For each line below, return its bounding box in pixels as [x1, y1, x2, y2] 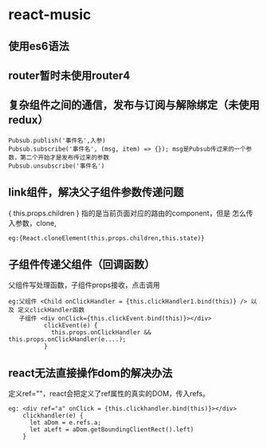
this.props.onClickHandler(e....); [8, 336, 127, 344]
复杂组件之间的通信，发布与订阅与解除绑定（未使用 [8, 98, 260, 112]
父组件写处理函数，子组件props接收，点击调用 [8, 281, 160, 290]
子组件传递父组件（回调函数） [8, 257, 155, 271]
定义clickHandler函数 [18, 306, 85, 314]
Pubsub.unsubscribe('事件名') [8, 162, 105, 170]
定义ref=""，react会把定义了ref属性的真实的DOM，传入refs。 [8, 389, 210, 399]
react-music [8, 6, 92, 24]
